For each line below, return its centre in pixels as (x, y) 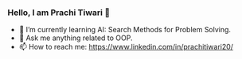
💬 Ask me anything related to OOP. (76, 38)
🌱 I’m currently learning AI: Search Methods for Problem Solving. (125, 30)
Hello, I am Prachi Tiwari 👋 (59, 13)
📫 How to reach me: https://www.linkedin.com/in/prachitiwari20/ (126, 47)
